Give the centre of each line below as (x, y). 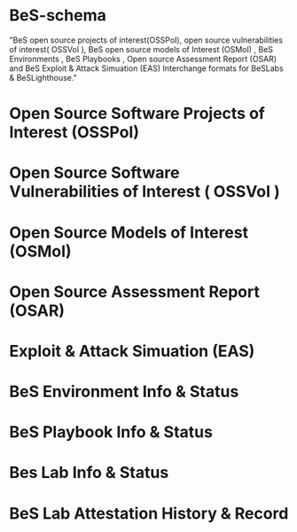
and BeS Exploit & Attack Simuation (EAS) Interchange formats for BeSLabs (146, 68)
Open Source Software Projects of (137, 114)
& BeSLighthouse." (43, 77)
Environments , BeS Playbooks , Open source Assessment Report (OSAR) (143, 59)
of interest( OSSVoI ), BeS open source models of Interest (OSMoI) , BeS (141, 49)
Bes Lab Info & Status (89, 473)
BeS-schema (58, 16)
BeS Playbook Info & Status (111, 432)
